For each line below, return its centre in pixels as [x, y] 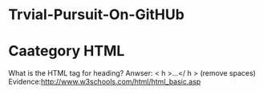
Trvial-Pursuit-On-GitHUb [96, 15]
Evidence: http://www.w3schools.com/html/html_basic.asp [105, 82]
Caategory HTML [67, 51]
